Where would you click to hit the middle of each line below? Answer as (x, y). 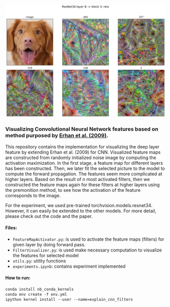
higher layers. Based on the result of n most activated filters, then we (78, 179)
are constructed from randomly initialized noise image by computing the (81, 158)
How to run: (18, 278)
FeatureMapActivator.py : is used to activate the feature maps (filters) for (88, 239)
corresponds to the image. (33, 195)
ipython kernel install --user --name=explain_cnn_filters (69, 300)
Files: (11, 228)
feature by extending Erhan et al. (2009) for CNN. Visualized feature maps (83, 152)
